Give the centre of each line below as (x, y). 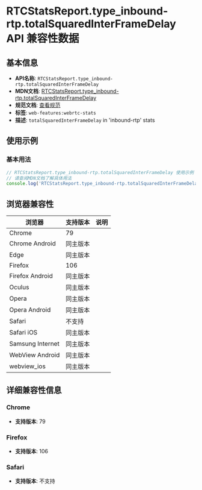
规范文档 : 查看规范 (38, 105)
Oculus (19, 287)
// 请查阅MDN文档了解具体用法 (39, 178)
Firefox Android (31, 276)
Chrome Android (32, 243)
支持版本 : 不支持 (35, 481)
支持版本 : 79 (30, 421)
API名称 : (26, 78)
